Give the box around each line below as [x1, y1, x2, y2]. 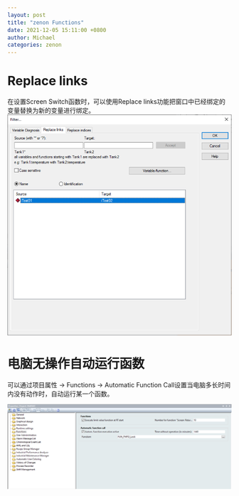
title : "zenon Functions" [7, 18, 84, 26]
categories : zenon [7, 41, 62, 49]
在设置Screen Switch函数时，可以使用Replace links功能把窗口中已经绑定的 [7, 97, 226, 106]
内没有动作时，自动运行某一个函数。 [7, 389, 114, 398]
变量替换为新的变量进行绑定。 [7, 107, 95, 115]
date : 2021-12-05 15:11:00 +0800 [7, 26, 107, 33]
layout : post [7, 11, 46, 18]
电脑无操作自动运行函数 [7, 356, 145, 372]
